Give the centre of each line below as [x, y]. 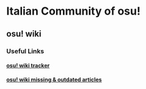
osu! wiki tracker [28, 66]
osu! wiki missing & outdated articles [54, 79]
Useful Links [25, 51]
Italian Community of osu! [73, 11]
